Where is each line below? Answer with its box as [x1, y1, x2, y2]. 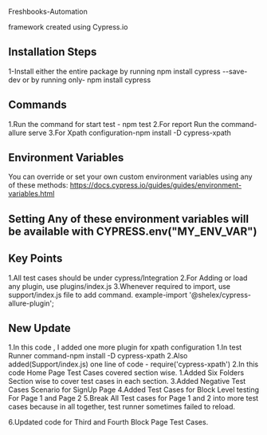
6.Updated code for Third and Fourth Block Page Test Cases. [8, 417, 209, 427]
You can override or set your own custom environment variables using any [8, 172, 253, 182]
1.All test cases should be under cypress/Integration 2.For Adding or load [8, 273, 248, 283]
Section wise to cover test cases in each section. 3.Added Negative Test [8, 377, 246, 386]
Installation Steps [8, 45, 97, 59]
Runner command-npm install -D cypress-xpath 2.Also [8, 351, 188, 361]
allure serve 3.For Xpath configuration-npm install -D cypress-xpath [8, 128, 231, 137]
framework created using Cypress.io [8, 22, 128, 31]
